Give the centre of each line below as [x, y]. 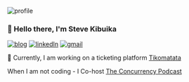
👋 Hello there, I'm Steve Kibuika [62, 29]
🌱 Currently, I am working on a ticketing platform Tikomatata [94, 58]
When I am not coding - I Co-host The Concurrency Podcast [95, 71]
